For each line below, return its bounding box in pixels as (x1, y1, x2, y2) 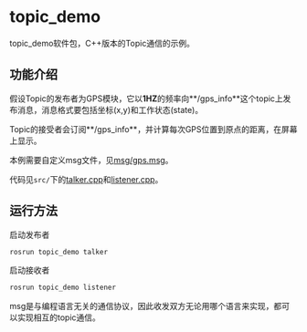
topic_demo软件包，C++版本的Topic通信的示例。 (9, 37, 195, 48)
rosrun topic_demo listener (9, 283, 117, 293)
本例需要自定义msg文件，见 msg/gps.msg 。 (9, 154, 174, 165)
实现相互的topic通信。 (16, 312, 101, 323)
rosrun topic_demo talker (9, 247, 108, 256)
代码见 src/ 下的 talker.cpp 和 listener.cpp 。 (9, 173, 164, 184)
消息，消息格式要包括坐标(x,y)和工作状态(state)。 (16, 104, 204, 115)
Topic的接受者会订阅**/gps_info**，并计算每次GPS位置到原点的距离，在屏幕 (9, 123, 298, 134)
